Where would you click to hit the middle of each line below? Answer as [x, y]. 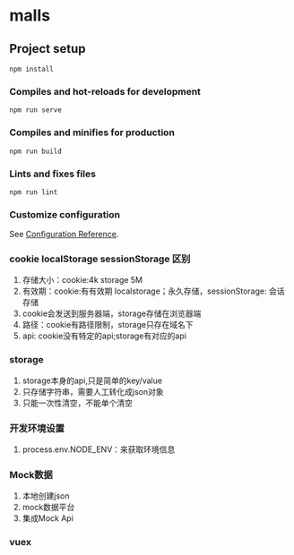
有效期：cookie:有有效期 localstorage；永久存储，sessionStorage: [144, 291]
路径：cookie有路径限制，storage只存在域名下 [108, 325]
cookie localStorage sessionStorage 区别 [100, 259]
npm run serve [36, 110]
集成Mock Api [48, 518]
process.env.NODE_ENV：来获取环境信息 [99, 449]
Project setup [48, 49]
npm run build [36, 151]
